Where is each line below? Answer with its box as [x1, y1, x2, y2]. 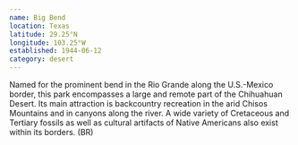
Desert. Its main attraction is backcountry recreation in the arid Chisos [9, 98, 268, 108]
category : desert [9, 55, 74, 64]
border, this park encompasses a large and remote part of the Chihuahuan [9, 89, 284, 99]
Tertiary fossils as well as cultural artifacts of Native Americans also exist [9, 117, 279, 128]
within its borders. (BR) [9, 127, 94, 137]
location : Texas [9, 21, 70, 30]
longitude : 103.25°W [9, 38, 87, 47]
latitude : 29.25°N [9, 30, 78, 38]
